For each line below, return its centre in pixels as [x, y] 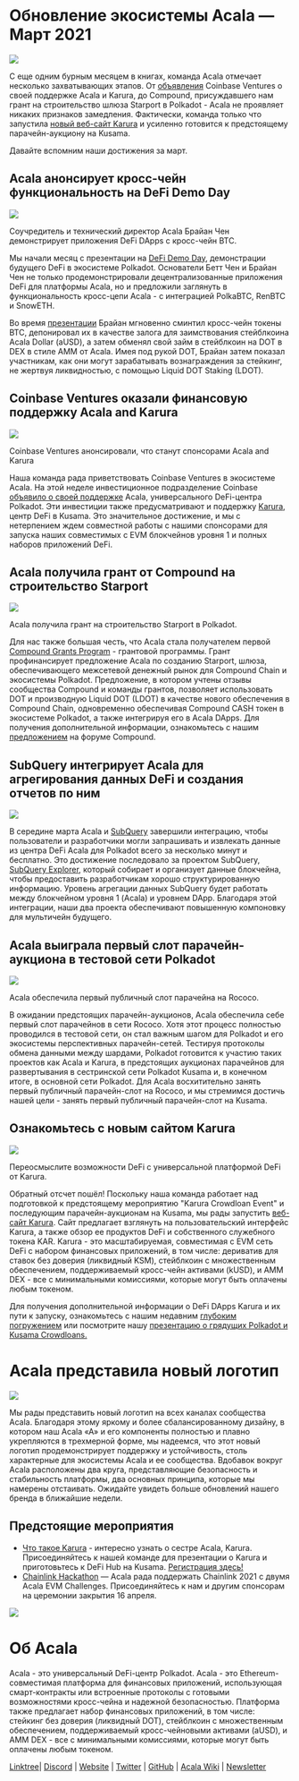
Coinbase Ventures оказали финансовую [129, 399]
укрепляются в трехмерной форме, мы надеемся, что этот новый [135, 1441]
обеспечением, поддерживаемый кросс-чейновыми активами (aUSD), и [149, 1730]
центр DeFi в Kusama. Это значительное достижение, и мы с [125, 516]
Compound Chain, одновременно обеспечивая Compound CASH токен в [146, 709]
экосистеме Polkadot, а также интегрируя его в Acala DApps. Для [135, 718]
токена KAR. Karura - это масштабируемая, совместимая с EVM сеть [141, 1241]
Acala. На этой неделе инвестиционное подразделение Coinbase [134, 487]
